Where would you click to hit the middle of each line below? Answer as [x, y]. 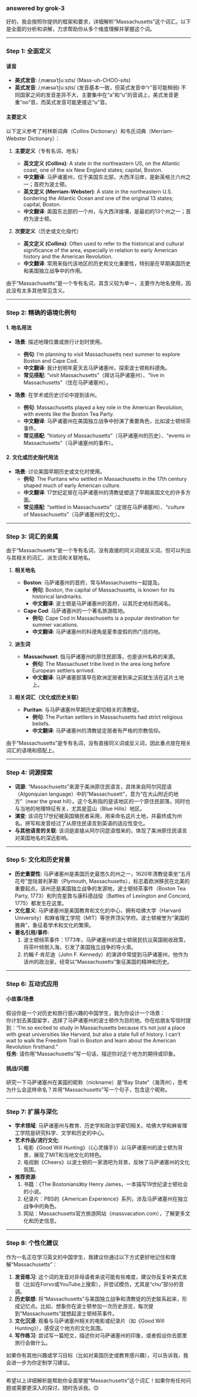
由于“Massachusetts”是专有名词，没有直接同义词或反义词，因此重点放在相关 [98, 743]
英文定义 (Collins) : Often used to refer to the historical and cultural [103, 243]
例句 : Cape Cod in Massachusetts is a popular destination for [106, 618]
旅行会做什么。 [33, 1342]
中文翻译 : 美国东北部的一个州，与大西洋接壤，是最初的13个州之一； [104, 211]
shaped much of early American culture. [72, 485]
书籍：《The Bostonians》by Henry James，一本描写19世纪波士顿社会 [106, 1184]
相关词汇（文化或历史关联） [48, 697]
